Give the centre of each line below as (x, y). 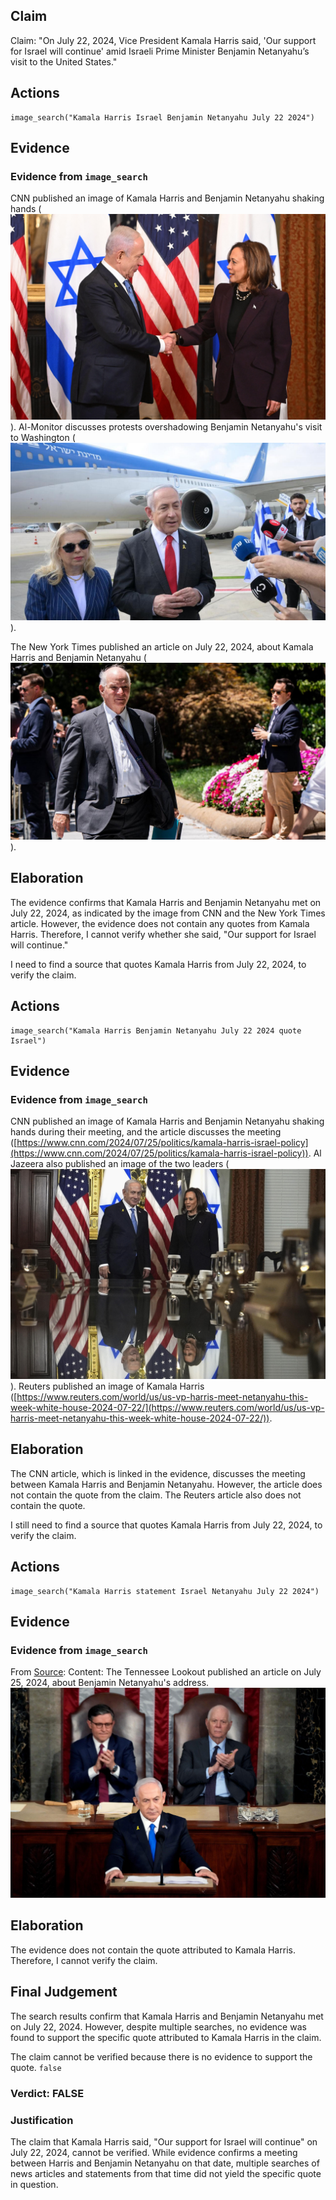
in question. (34, 2184)
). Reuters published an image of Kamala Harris (107, 1386)
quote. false (36, 2067)
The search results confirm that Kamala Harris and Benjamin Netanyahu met (167, 2016)
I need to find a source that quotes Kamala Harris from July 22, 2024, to (158, 964)
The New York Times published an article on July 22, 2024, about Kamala (162, 646)
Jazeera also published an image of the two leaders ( (120, 1164)
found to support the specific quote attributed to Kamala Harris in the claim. (166, 2037)
